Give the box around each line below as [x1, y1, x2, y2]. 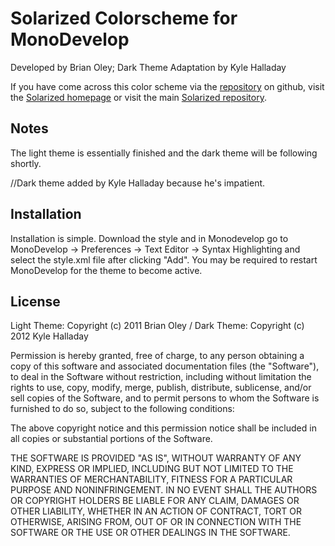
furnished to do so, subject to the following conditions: [10, 403, 235, 415]
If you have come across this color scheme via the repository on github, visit [10, 80, 325, 92]
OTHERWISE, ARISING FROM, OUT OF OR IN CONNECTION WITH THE [10, 516, 302, 528]
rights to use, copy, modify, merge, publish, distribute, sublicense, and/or [10, 382, 312, 394]
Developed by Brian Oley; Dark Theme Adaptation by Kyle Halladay [10, 61, 287, 73]
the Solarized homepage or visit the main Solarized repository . [10, 91, 267, 103]
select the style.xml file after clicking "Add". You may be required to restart [10, 253, 318, 266]
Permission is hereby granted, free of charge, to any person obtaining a [10, 350, 305, 362]
